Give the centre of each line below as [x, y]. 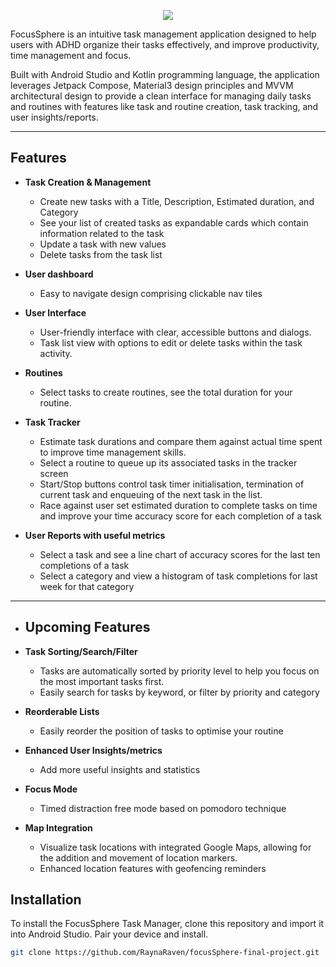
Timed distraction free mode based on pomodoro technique [163, 808]
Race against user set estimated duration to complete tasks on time [178, 505]
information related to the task [102, 233]
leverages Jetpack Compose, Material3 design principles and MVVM [152, 85]
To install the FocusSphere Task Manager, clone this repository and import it [167, 924]
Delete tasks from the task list [101, 254]
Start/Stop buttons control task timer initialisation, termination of [172, 484]
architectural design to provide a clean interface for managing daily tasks [161, 96]
